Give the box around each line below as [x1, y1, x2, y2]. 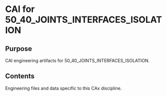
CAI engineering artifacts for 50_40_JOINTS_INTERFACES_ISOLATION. [5, 58, 150, 63]
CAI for [5, 3, 35, 15]
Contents [5, 72, 35, 81]
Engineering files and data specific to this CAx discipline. [5, 85, 122, 91]
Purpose [5, 44, 32, 53]
